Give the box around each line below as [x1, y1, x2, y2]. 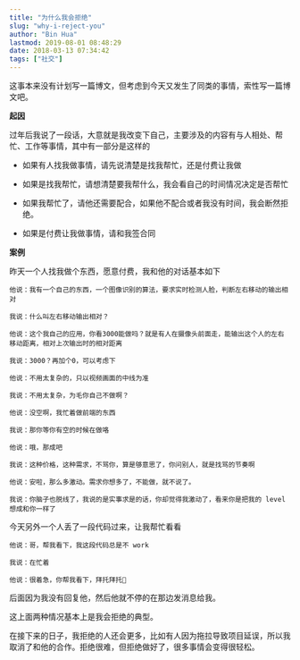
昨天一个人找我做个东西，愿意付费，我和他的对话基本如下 [9, 266, 221, 276]
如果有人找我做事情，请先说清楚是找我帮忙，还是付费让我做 [21, 160, 242, 170]
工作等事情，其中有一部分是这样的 [24, 140, 150, 151]
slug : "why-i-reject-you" [9, 21, 105, 30]
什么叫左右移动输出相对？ [29, 312, 110, 321]
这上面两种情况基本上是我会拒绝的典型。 [9, 612, 158, 622]
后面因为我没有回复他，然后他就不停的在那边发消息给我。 [9, 592, 221, 603]
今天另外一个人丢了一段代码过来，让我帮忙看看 [9, 521, 181, 532]
